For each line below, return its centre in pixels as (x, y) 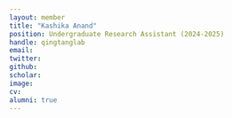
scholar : (25, 75)
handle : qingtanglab (48, 42)
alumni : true (33, 100)
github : (24, 67)
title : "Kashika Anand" (53, 26)
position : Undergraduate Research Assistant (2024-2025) (117, 34)
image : (21, 83)
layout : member (37, 17)
